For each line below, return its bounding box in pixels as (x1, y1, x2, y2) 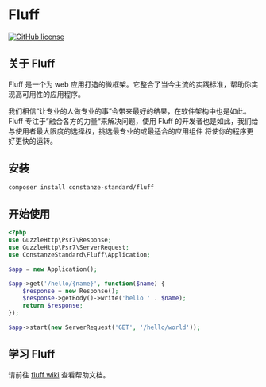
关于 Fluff (8, 57, 56, 71)
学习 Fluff (8, 347, 56, 361)
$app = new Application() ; (8, 265, 98, 273)
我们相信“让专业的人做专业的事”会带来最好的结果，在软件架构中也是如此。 (8, 106, 252, 116)
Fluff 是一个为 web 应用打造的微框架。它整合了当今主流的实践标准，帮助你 (8, 79, 252, 89)
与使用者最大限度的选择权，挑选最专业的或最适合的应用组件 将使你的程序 (8, 126, 247, 136)
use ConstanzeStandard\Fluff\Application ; (8, 250, 151, 259)
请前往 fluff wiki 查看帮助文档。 (8, 370, 110, 379)
